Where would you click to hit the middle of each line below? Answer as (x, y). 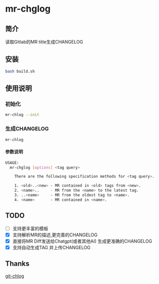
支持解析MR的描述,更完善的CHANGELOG (55, 235)
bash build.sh (20, 71)
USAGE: (12, 163)
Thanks (17, 264)
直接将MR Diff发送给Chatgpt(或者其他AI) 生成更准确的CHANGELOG (82, 241)
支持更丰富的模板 (30, 228)
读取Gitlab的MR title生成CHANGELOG (44, 42)
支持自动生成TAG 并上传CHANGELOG (51, 247)
